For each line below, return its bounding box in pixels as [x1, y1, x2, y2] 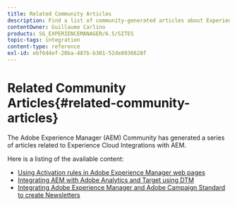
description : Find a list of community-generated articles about [7, 17, 203, 24]
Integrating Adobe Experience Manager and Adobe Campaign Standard [17, 183, 226, 191]
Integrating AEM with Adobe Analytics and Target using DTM [17, 176, 195, 184]
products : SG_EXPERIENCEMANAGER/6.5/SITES [7, 30, 134, 37]
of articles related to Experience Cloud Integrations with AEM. [7, 140, 187, 149]
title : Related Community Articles [7, 10, 112, 18]
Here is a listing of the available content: [7, 154, 124, 163]
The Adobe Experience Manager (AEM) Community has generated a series [7, 133, 225, 142]
